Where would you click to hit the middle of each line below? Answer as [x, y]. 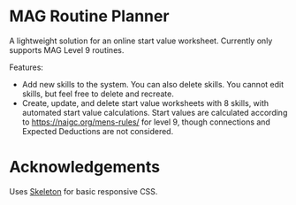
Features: [27, 67]
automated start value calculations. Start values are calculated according [155, 112]
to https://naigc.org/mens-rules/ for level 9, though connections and [146, 122]
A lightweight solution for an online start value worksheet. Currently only [141, 41]
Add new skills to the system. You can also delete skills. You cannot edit [153, 84]
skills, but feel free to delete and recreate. [98, 94]
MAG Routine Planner [89, 16]
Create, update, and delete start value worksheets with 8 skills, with [145, 102]
